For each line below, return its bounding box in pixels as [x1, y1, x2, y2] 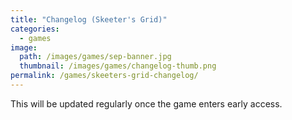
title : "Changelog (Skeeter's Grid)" [10, 14, 168, 25]
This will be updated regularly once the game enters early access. [10, 97, 283, 110]
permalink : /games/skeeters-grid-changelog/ [10, 71, 199, 81]
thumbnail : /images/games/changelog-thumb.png [19, 61, 217, 71]
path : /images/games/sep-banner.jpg [19, 52, 172, 62]
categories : [10, 24, 60, 34]
